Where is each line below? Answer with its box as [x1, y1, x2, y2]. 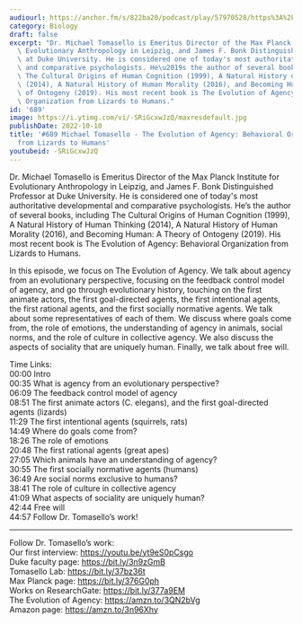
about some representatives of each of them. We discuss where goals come [9, 312, 292, 323]
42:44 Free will [9, 502, 66, 513]
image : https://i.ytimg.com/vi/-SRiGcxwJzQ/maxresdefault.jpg [9, 113, 247, 122]
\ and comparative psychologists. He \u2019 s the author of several [17, 64, 276, 73]
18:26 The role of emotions [9, 435, 110, 445]
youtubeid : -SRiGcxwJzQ [9, 146, 99, 155]
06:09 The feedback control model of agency [9, 387, 178, 398]
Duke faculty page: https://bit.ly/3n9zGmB [9, 556, 166, 567]
